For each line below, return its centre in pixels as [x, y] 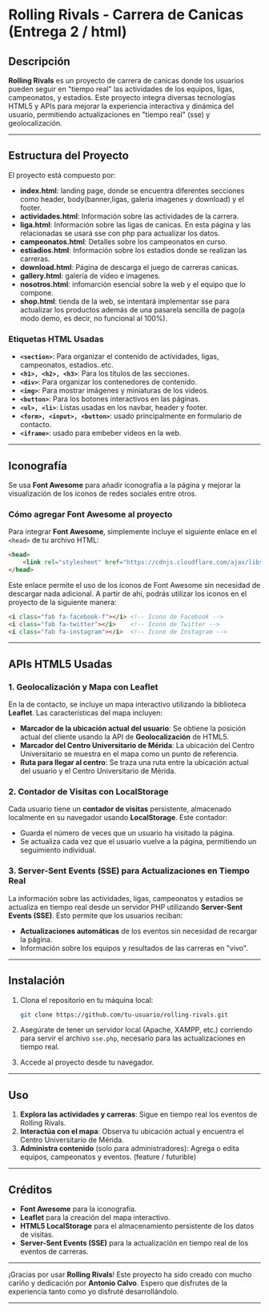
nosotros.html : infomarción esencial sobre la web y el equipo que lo [132, 284]
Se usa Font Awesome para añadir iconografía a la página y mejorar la [124, 485]
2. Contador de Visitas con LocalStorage [88, 792]
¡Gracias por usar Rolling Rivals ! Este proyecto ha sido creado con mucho [130, 1274]
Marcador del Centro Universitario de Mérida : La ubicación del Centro [137, 746]
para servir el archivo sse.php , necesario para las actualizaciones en [132, 1038]
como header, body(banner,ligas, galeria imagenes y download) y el [132, 199]
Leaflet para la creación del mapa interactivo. [95, 1217]
